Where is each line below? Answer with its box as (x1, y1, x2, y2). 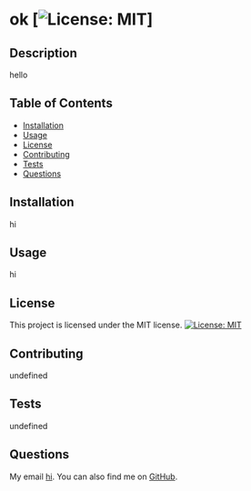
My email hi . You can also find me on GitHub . (9, 471, 178, 482)
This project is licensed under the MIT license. (9, 319, 183, 331)
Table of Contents (9, 95, 114, 111)
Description (9, 45, 77, 61)
